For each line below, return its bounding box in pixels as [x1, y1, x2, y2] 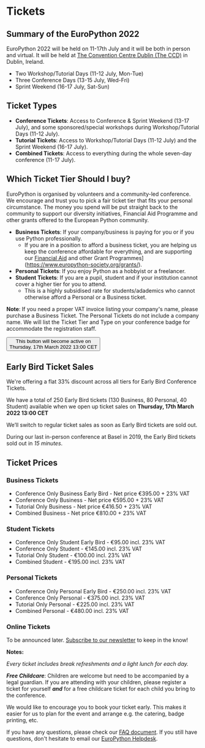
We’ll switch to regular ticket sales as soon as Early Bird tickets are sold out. [6, 422, 198, 429]
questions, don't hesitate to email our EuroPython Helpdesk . [6, 735, 158, 742]
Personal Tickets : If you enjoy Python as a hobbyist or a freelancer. [15, 267, 186, 274]
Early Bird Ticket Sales [6, 362, 94, 372]
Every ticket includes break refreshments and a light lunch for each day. [6, 660, 188, 668]
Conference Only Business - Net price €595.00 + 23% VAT [15, 496, 164, 504]
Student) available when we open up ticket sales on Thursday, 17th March [6, 403, 195, 411]
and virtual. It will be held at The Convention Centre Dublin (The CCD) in [6, 52, 188, 59]
